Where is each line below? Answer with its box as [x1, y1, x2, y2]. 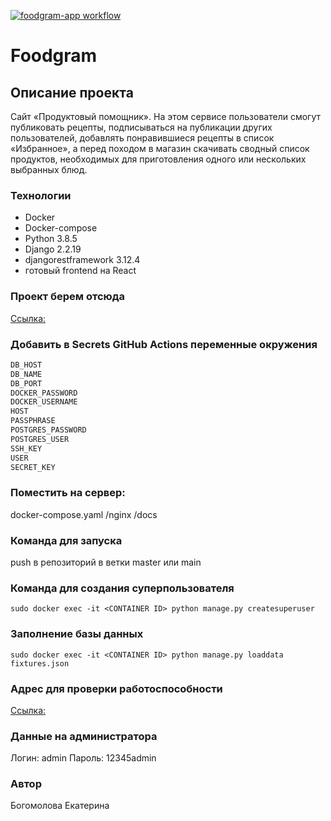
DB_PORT [10, 378, 43, 389]
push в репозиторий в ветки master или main [10, 556, 202, 568]
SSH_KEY [10, 443, 43, 454]
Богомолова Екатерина [10, 800, 110, 812]
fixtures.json [10, 658, 70, 669]
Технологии [10, 188, 72, 202]
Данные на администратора [10, 729, 158, 743]
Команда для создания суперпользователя [10, 581, 235, 595]
